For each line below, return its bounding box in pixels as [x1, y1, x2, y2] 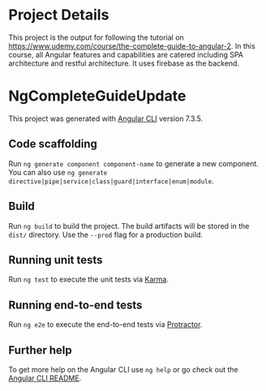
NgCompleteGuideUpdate [8, 87, 187, 105]
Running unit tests [8, 253, 103, 267]
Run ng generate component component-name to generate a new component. [8, 158, 260, 168]
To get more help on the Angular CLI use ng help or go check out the [8, 364, 238, 374]
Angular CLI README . [8, 373, 82, 383]
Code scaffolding [8, 137, 97, 151]
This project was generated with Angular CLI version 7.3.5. [8, 114, 204, 123]
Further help [8, 343, 73, 357]
